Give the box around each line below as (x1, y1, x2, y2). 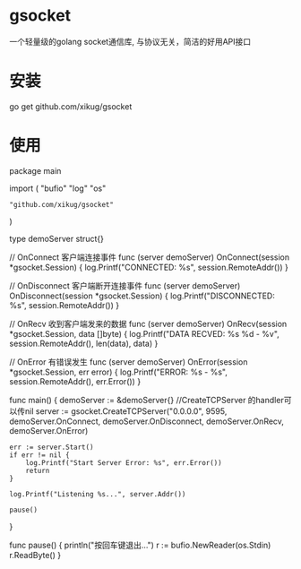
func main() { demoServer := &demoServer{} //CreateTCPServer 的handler (9, 394, 284, 405)
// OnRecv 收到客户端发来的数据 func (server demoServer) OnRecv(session (9, 318, 288, 329)
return (25, 466, 50, 475)
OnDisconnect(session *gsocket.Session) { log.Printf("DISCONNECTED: (9, 290, 275, 301)
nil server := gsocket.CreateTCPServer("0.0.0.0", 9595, (24, 405, 228, 417)
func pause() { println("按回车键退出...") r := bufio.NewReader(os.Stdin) (9, 539, 271, 550)
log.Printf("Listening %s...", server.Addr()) (9, 489, 186, 498)
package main (9, 165, 62, 176)
